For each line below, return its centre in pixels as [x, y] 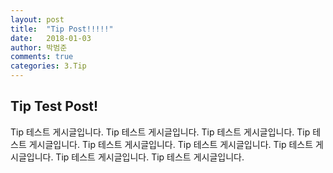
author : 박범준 [39, 47]
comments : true [42, 57]
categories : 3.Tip [48, 66]
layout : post [37, 19]
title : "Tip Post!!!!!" [62, 29]
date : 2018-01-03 [51, 38]
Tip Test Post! [54, 106]
